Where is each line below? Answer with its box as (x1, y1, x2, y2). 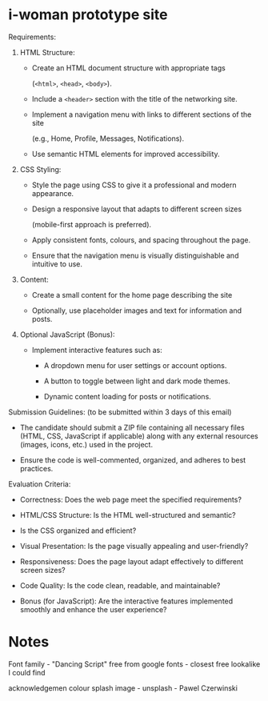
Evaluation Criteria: (8, 479, 71, 489)
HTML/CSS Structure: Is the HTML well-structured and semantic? (19, 510, 236, 519)
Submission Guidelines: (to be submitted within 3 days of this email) (8, 407, 232, 417)
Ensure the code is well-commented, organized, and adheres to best (19, 455, 246, 465)
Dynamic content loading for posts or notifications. (43, 391, 212, 401)
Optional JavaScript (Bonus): (19, 330, 115, 339)
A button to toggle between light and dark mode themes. (43, 376, 230, 386)
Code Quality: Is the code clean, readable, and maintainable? (19, 580, 221, 590)
